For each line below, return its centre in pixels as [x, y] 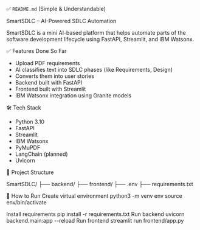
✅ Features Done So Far [36, 51]
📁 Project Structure [30, 172]
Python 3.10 [29, 122]
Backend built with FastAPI [49, 82]
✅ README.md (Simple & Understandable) [56, 9]
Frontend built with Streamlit [50, 89]
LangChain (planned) [41, 154]
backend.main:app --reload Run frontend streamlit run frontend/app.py [95, 221]
